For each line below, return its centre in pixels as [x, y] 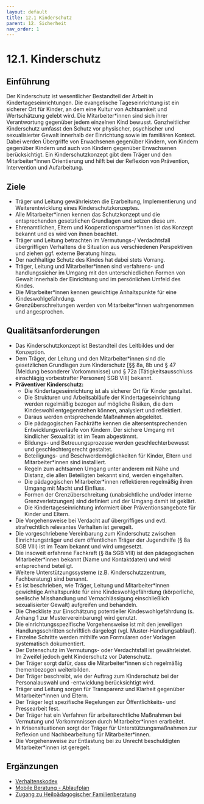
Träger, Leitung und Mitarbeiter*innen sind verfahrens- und [90, 267]
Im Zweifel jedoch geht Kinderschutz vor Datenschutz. [83, 656]
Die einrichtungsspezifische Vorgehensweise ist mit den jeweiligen [99, 624]
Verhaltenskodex [36, 781]
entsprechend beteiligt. [44, 565]
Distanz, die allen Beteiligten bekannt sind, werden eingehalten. [104, 475]
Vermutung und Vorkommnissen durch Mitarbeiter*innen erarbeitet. [100, 721]
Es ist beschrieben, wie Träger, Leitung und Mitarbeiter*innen [92, 585]
